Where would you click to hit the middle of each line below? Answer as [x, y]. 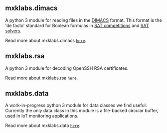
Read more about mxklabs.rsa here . [42, 78]
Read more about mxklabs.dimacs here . [46, 40]
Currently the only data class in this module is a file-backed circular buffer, [82, 111]
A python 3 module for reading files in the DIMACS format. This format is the [83, 20]
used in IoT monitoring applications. [42, 116]
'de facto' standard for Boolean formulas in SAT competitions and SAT [77, 25]
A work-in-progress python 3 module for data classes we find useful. [76, 105]
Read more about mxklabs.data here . [43, 126]
